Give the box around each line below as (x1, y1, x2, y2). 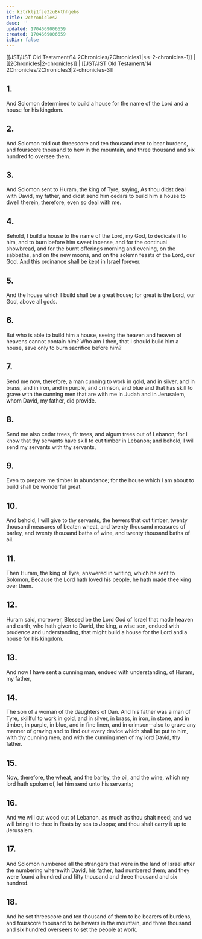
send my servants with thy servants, (6, 443, 96, 450)
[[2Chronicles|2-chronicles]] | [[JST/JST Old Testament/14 (6, 60, 152, 67)
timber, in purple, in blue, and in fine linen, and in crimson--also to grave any (6, 721, 196, 728)
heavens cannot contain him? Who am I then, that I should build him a (6, 337, 179, 345)
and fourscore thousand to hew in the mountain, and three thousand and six (6, 146, 195, 153)
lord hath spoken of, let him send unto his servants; (6, 780, 134, 788)
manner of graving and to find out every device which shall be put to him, (6, 728, 189, 735)
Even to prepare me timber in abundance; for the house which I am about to (6, 477, 195, 484)
